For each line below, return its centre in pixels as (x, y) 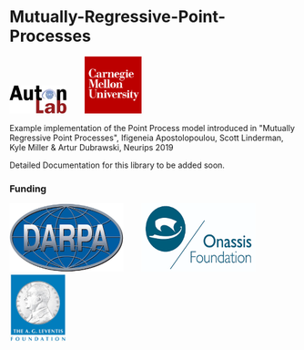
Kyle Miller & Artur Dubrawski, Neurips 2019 (92, 147)
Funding (28, 189)
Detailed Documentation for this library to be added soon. (117, 165)
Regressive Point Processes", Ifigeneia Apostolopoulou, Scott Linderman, (147, 138)
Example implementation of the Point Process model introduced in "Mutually (152, 128)
